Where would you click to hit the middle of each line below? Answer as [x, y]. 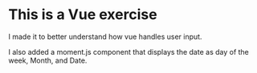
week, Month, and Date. [48, 60]
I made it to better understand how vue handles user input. [105, 36]
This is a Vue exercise [83, 15]
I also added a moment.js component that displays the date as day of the [128, 52]
